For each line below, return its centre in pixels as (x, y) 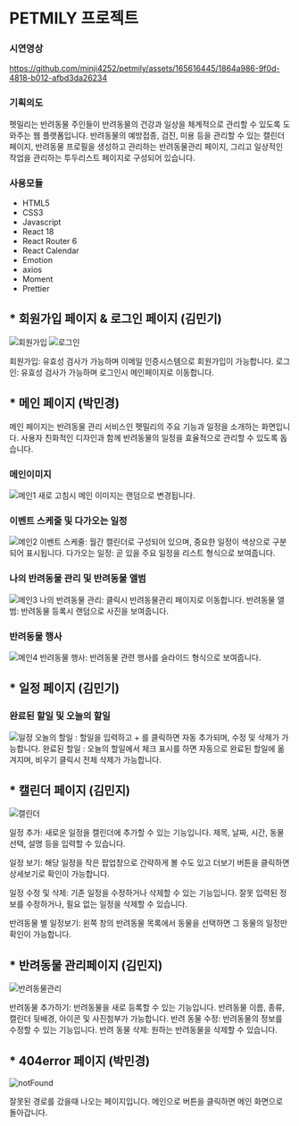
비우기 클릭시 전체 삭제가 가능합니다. (99, 759)
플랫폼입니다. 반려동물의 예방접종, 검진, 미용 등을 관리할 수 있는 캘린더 (164, 135)
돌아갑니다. (29, 1113)
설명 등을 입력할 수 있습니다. (77, 844)
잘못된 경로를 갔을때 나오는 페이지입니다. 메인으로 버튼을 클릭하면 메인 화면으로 (146, 1102)
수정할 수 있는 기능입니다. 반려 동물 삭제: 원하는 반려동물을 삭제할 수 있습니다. (144, 1030)
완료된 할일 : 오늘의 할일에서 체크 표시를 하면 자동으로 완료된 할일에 (159, 749)
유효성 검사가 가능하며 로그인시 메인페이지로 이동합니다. (117, 372)
